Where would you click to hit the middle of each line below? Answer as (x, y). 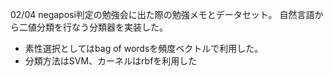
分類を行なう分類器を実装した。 (102, 27)
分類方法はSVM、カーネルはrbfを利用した (111, 61)
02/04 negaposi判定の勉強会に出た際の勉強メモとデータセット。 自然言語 (162, 14)
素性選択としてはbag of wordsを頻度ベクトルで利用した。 (144, 48)
